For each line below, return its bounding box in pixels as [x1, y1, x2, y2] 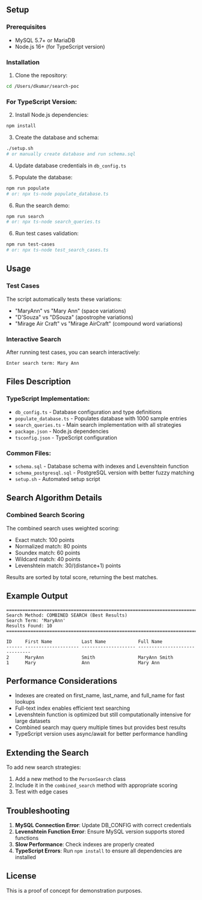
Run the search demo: [14, 202, 70, 209]
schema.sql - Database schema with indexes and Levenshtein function [14, 463, 189, 470]
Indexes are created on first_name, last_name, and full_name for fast [14, 692, 185, 699]
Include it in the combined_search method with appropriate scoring [14, 782, 178, 789]
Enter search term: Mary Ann [6, 361, 79, 367]
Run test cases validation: [14, 230, 79, 237]
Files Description [6, 376, 71, 387]
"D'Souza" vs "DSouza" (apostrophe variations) [14, 313, 133, 321]
